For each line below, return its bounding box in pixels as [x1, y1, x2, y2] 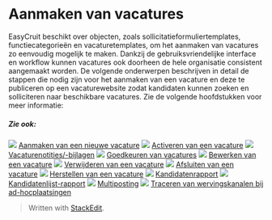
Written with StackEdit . [28, 203, 105, 213]
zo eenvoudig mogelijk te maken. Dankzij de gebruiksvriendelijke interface [8, 49, 257, 58]
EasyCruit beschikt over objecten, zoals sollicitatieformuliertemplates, [8, 32, 241, 41]
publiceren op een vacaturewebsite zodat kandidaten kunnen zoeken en [8, 82, 249, 93]
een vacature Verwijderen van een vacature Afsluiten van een [8, 159, 235, 169]
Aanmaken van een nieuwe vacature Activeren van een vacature [18, 140, 244, 150]
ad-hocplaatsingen [8, 187, 71, 197]
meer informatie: [8, 100, 64, 110]
